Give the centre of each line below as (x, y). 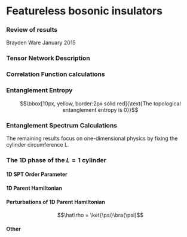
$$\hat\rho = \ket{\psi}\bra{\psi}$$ (100, 215)
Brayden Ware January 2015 (41, 42)
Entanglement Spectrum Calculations (62, 125)
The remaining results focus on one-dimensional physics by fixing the (92, 138)
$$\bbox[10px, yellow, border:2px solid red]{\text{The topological (100, 104)
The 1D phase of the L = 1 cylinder (56, 160)
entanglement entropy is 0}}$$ (100, 110)
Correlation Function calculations (56, 74)
